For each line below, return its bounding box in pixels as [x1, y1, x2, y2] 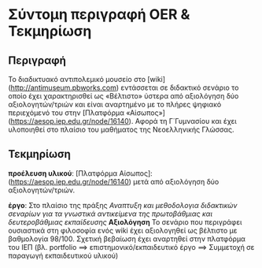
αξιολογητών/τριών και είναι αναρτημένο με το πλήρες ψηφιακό [8, 100, 222, 109]
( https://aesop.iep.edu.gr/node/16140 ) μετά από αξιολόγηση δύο [8, 177, 220, 186]
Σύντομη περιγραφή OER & [8, 6, 190, 24]
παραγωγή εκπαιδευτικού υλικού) [8, 251, 119, 260]
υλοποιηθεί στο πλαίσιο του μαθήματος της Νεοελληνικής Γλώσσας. [8, 125, 234, 134]
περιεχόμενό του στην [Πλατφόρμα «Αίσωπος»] [8, 108, 165, 117]
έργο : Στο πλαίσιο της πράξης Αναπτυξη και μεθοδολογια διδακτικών [8, 200, 238, 210]
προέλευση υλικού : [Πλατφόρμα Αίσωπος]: [8, 168, 153, 178]
